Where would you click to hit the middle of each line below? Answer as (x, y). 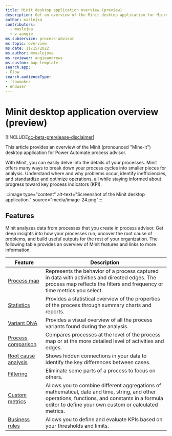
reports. (55, 312)
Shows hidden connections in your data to (96, 356)
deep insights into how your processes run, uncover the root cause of (79, 234)
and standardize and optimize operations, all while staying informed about (83, 179)
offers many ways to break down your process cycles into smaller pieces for (86, 168)
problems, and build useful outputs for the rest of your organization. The (81, 239)
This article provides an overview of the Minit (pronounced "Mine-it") (78, 147)
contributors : (20, 24)
